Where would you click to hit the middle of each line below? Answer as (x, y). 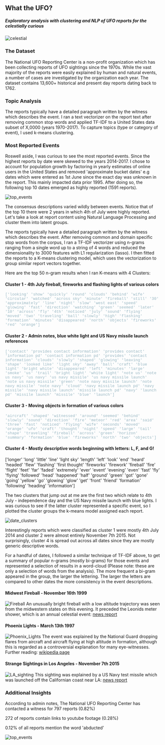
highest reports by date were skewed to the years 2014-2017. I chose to (78, 161)
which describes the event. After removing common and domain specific (79, 237)
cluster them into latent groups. (37, 223)
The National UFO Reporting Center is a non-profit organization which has (80, 62)
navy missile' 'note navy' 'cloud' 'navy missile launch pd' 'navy (80, 386)
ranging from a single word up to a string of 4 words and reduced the (75, 248)
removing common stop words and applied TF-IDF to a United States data (80, 122)
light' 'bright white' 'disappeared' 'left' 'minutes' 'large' (75, 369)
